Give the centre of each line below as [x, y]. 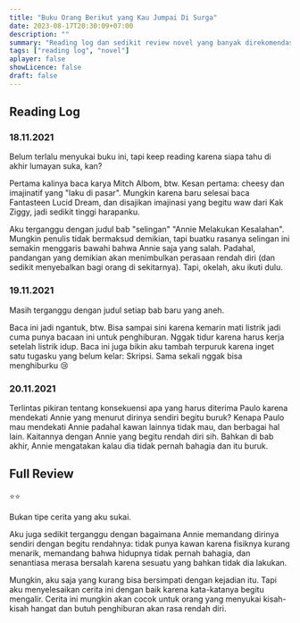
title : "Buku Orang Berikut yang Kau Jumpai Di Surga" [113, 17]
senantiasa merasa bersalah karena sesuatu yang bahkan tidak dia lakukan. [148, 562]
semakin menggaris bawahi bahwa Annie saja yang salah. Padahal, [133, 248]
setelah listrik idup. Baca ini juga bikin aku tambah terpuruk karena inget [142, 346]
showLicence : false [46, 68]
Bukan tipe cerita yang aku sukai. [71, 517]
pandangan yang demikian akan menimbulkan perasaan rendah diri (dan [142, 258]
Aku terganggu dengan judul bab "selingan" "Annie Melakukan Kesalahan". [147, 230]
